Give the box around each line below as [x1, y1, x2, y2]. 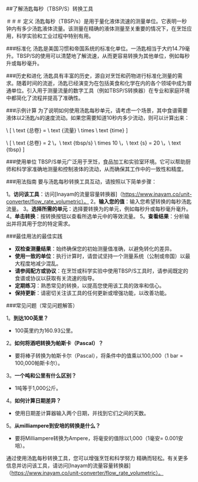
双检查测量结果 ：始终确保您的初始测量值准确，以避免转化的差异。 [14, 245, 175, 252]
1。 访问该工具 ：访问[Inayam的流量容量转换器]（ [6, 191, 123, 198]
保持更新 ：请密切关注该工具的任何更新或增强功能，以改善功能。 [14, 290, 170, 296]
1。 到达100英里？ [6, 314, 49, 322]
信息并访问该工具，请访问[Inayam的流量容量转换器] [6, 462, 131, 469]
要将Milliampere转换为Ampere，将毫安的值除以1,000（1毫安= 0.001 [14, 435, 179, 441]
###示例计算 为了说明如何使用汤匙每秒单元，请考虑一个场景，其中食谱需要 [6, 107, 188, 114]
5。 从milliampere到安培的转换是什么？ [6, 422, 101, 429]
